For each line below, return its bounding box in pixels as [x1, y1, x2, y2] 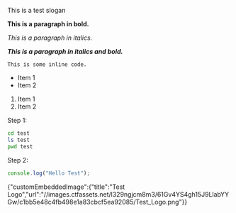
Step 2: [7, 155, 28, 164]
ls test [7, 136, 30, 143]
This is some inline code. [7, 61, 87, 68]
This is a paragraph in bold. [7, 20, 90, 28]
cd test [7, 130, 30, 137]
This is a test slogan [7, 6, 66, 14]
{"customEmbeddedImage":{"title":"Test [7, 182, 125, 191]
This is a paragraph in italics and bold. [7, 48, 123, 55]
